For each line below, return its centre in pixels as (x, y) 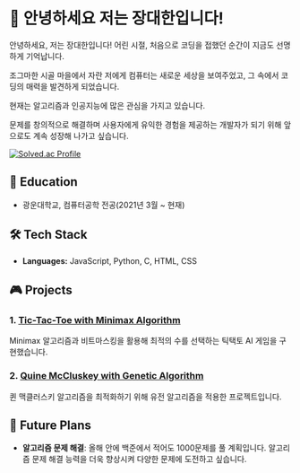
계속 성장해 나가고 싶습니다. (81, 136)
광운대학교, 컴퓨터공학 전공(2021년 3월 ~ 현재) (103, 205)
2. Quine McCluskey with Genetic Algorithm (107, 376)
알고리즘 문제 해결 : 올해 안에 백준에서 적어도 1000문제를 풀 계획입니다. (144, 448)
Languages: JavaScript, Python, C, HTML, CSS (109, 260)
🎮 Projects (41, 289)
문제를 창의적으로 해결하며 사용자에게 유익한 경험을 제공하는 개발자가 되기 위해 (146, 124)
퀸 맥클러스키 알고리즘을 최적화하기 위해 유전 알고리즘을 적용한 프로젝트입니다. (146, 397)
